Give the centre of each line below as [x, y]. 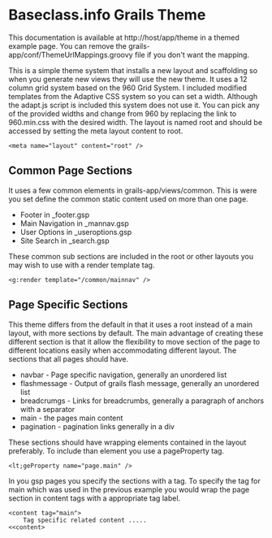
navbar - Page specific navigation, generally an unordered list [123, 375]
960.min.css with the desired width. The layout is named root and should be [135, 122]
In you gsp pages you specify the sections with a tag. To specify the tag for [135, 480]
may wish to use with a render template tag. [82, 265]
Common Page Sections [70, 171]
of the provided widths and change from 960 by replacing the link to [123, 113]
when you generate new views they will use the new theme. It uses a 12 [128, 79]
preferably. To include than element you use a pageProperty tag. [117, 451]
